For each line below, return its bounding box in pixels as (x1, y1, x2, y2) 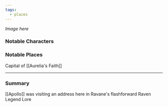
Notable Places (5, 51, 43, 58)
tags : (5, 7, 16, 12)
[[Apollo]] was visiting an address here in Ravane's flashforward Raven (5, 91, 151, 97)
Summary (5, 80, 30, 87)
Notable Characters (5, 38, 54, 45)
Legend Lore (5, 97, 31, 103)
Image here (5, 25, 29, 31)
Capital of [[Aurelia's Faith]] (5, 63, 62, 69)
